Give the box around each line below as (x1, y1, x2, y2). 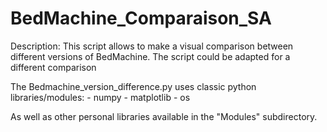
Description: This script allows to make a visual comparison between (10, 40, 294, 52)
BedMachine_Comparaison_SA (10, 7, 272, 30)
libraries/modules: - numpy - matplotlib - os (10, 91, 191, 103)
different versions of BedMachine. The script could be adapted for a (10, 50, 291, 62)
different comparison (10, 61, 97, 73)
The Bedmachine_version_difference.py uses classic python (10, 80, 257, 92)
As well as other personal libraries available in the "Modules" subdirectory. (10, 110, 318, 122)
